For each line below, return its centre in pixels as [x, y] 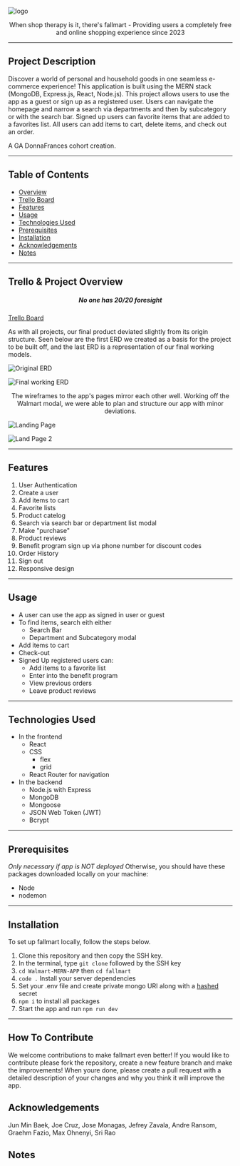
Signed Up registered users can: [66, 660]
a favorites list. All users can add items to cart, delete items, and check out [118, 124]
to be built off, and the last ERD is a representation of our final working [111, 347]
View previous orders [60, 683]
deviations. [120, 411]
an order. [21, 131]
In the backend [40, 782]
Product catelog [42, 515]
